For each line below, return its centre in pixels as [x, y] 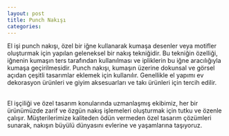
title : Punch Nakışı [37, 20]
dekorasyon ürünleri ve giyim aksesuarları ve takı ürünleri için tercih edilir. [112, 83]
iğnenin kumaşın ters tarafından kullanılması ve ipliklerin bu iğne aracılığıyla [114, 61]
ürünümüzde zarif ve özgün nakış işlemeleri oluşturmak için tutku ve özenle [114, 110]
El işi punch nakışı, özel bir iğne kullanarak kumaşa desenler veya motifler [112, 46]
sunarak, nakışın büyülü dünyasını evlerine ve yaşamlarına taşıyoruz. [105, 126]
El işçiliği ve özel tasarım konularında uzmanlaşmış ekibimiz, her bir [103, 104]
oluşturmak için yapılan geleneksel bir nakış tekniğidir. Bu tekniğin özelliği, [112, 53]
